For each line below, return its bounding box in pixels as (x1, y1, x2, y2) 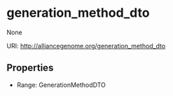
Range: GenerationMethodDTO (16, 81, 106, 89)
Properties (6, 62, 54, 74)
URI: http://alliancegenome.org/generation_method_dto (6, 41, 166, 50)
